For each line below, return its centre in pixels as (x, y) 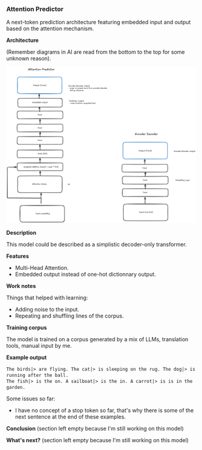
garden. (16, 387)
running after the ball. (37, 375)
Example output (27, 357)
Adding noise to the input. (47, 309)
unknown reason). (29, 59)
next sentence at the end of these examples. (70, 417)
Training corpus (27, 327)
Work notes (21, 285)
